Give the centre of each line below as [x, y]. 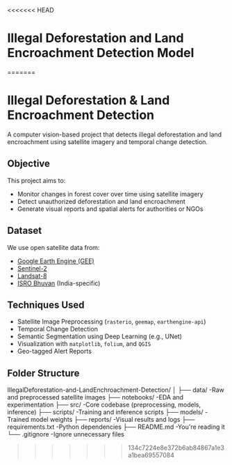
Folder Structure [43, 373]
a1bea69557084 [151, 455]
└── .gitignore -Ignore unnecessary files [66, 434]
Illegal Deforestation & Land [89, 101]
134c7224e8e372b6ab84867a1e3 [176, 448]
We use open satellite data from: [53, 247]
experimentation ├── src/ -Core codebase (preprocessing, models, [104, 405]
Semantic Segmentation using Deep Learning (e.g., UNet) [100, 336]
